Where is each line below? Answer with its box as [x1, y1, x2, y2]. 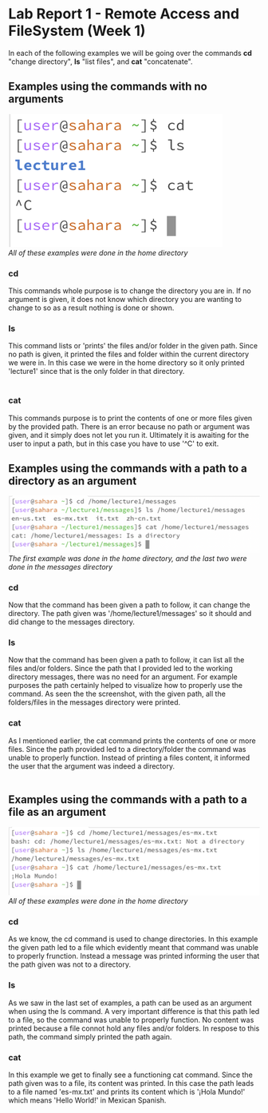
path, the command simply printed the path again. [8, 1032, 172, 1041]
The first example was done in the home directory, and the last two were [8, 553, 247, 563]
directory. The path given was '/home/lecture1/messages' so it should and [8, 608, 252, 618]
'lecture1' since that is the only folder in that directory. [8, 367, 185, 376]
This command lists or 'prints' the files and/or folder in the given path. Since [8, 341, 258, 351]
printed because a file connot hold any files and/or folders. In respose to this [8, 1024, 260, 1033]
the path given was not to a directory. [8, 960, 132, 969]
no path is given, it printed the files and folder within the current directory [8, 349, 250, 360]
